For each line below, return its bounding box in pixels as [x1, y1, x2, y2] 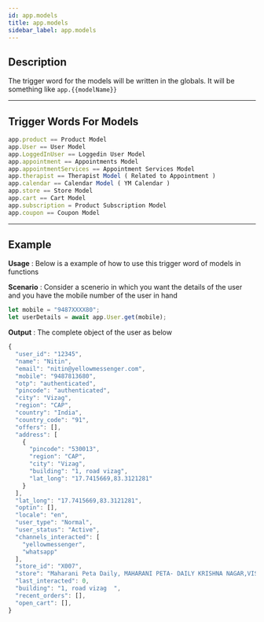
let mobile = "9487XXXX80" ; [8, 306, 101, 314]
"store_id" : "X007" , [15, 562, 82, 571]
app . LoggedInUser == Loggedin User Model [8, 150, 146, 158]
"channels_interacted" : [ [15, 533, 101, 541]
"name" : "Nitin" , [15, 357, 72, 365]
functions [8, 267, 39, 276]
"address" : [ [15, 431, 58, 439]
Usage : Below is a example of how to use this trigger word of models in [8, 259, 241, 268]
